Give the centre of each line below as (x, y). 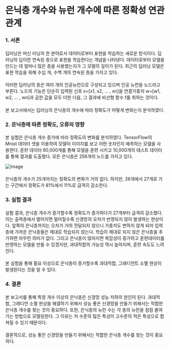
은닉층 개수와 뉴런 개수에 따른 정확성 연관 (85, 10)
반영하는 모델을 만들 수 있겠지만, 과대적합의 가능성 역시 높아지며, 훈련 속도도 (80, 245)
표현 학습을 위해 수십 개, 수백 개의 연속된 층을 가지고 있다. (62, 72)
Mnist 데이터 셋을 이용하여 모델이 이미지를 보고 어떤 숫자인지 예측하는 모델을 (80, 144)
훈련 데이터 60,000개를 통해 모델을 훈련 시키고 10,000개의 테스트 (84, 150)
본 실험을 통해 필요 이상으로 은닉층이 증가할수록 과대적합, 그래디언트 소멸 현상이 (83, 263)
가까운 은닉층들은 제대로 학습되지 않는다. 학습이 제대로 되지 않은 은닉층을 (86, 232)
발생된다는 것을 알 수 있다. (31, 270)
